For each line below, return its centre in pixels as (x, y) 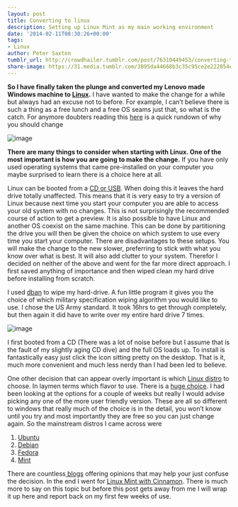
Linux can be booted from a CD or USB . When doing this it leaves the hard (116, 188)
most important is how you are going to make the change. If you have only (118, 159)
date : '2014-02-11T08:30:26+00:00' (60, 34)
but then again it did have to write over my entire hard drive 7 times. (106, 314)
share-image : (27, 67)
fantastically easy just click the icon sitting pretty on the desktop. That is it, (117, 357)
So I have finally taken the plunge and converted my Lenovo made (106, 86)
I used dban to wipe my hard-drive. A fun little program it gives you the (110, 292)
